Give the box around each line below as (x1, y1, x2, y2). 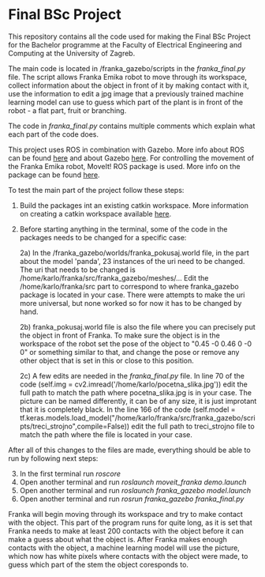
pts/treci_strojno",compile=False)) (19, 421, 130, 431)
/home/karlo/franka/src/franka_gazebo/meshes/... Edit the (19, 273, 209, 282)
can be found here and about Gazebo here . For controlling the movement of (8, 153, 255, 163)
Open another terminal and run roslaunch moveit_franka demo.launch (19, 477, 247, 487)
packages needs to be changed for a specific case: (19, 232, 187, 242)
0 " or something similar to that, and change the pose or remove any (19, 347, 240, 356)
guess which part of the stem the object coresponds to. (8, 560, 189, 569)
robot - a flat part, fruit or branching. (8, 105, 127, 115)
